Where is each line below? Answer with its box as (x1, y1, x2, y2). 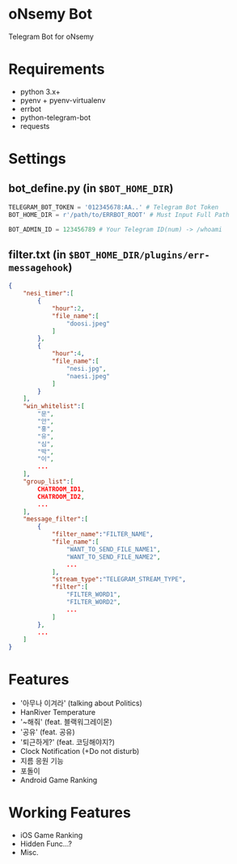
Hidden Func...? (19, 839, 73, 849)
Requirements (8, 60, 105, 79)
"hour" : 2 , (51, 304, 85, 313)
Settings (8, 150, 66, 168)
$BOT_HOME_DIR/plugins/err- (68, 249, 210, 261)
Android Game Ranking (19, 775, 98, 785)
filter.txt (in (8, 248, 66, 262)
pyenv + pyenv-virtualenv (19, 95, 106, 105)
